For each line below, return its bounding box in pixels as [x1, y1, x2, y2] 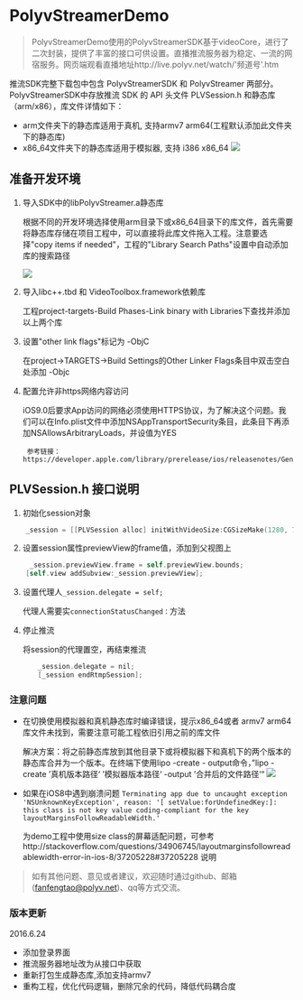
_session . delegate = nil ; [37, 662, 135, 671]
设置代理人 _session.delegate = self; [22, 587, 164, 597]
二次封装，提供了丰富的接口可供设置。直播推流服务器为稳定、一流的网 [31, 47, 293, 59]
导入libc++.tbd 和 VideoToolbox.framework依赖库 [22, 286, 207, 297]
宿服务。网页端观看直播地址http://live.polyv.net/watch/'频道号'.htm [31, 59, 280, 69]
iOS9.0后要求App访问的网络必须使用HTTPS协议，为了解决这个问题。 [22, 404, 279, 415]
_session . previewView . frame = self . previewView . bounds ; [29, 560, 244, 569]
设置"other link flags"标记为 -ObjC [22, 336, 150, 347]
